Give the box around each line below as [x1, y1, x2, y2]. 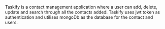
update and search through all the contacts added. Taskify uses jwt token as [5, 9, 160, 15]
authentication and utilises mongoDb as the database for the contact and [5, 14, 153, 20]
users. [5, 19, 18, 25]
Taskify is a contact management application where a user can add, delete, [5, 4, 158, 10]
